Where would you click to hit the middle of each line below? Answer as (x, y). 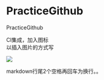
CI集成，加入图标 (27, 39)
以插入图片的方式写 (30, 47)
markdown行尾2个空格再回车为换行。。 (54, 71)
